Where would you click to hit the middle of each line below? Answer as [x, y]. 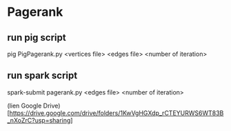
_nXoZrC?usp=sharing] [40, 120]
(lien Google [24, 105]
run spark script [42, 75]
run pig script [37, 38]
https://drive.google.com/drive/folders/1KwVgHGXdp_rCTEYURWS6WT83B [117, 113]
